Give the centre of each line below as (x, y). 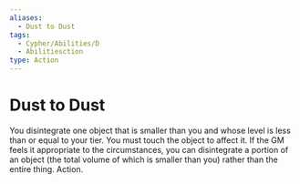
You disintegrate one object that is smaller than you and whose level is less (150, 130)
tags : (20, 35)
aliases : (26, 18)
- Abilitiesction (51, 52)
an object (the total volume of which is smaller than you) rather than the (144, 159)
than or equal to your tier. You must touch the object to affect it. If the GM (147, 140)
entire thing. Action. (47, 169)
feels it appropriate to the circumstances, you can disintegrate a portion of (149, 149)
